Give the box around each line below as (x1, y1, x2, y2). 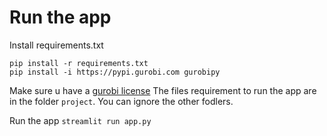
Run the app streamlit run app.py (9, 114, 152, 126)
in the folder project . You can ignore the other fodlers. (9, 95, 234, 107)
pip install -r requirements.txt (9, 58, 149, 68)
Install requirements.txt (9, 39, 104, 51)
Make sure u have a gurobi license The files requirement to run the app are (9, 84, 317, 96)
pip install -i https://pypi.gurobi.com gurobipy (9, 67, 221, 77)
